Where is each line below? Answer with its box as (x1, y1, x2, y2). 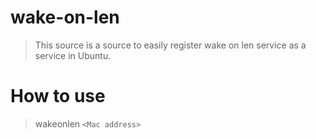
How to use (10, 85, 106, 108)
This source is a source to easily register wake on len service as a (34, 39, 307, 51)
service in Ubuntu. (34, 49, 112, 61)
